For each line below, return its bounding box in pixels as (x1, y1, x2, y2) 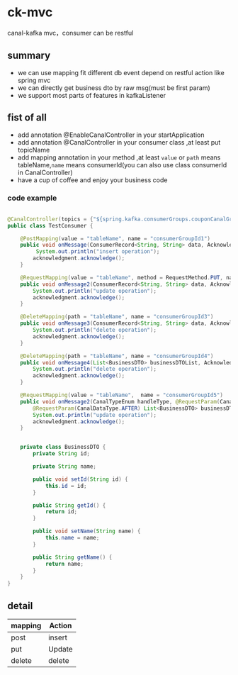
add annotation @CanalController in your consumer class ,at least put (17, 138, 221, 146)
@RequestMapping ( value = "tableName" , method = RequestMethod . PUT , (20, 274, 223, 281)
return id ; (45, 508, 78, 515)
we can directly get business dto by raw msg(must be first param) (17, 83, 210, 92)
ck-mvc (7, 4, 53, 21)
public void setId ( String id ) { (33, 476, 129, 483)
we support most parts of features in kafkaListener (17, 91, 166, 99)
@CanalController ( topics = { (7, 216, 93, 223)
